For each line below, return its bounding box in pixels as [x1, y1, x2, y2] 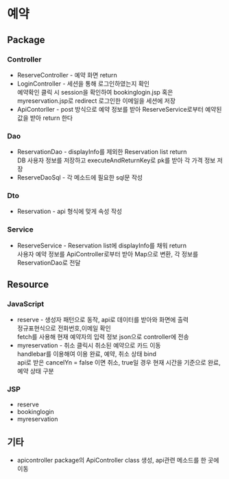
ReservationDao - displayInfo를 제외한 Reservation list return [16, 148, 187, 156]
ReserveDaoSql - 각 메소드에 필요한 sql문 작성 [16, 173, 143, 182]
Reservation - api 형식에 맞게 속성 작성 [16, 207, 122, 216]
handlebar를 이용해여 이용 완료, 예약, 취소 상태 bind [16, 350, 156, 358]
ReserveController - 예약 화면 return [16, 71, 118, 79]
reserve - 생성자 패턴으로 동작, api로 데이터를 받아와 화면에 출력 [16, 316, 189, 324]
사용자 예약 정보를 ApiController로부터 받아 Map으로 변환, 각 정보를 [16, 249, 199, 258]
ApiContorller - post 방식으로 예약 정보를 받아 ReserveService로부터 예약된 [16, 105, 222, 113]
